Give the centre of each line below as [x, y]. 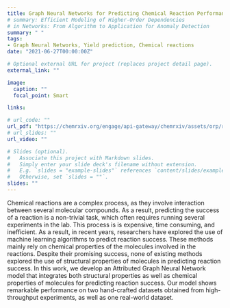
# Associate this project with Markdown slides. [81, 158]
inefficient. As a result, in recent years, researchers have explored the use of [115, 232]
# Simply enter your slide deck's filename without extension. [102, 164]
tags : [15, 39]
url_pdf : [20, 127]
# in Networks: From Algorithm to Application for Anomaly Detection [108, 26]
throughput [23, 297]
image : [16, 83]
